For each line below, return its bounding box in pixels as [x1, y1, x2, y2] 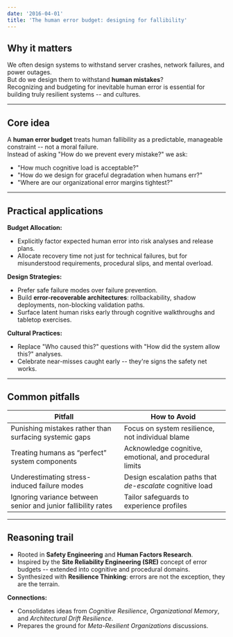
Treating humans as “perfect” [10, 447, 107, 457]
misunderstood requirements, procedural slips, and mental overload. [17, 258, 214, 267]
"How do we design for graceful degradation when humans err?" [17, 171, 203, 179]
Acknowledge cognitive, [123, 443, 203, 453]
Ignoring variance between [10, 492, 98, 502]
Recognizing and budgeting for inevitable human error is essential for [7, 83, 205, 91]
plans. [17, 244, 35, 252]
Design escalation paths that [123, 472, 217, 481]
